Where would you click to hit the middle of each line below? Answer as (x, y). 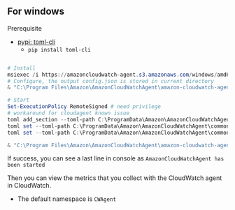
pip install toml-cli (59, 50)
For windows (36, 12)
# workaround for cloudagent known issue (69, 113)
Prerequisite (24, 28)
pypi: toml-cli (36, 42)
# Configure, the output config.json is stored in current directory (111, 81)
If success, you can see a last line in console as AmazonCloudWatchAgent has (116, 158)
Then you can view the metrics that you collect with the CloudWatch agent (115, 178)
